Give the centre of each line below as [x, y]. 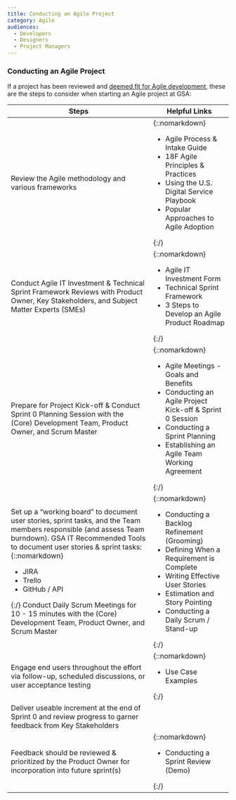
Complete [181, 567]
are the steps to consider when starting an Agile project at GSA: [99, 94]
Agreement [183, 471]
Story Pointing [188, 602]
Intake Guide [186, 148]
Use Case [181, 672]
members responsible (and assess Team [78, 530]
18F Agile [181, 157]
